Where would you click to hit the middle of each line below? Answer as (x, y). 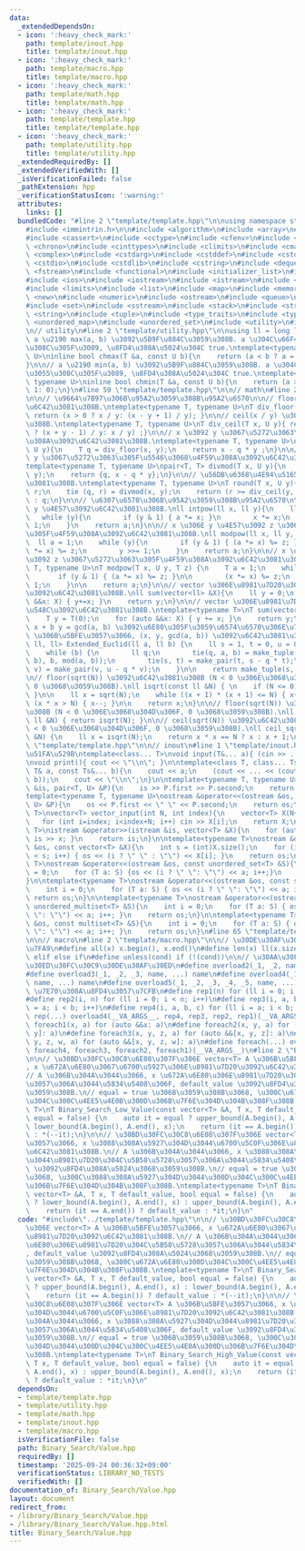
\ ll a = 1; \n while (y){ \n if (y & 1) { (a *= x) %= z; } (162, 542)
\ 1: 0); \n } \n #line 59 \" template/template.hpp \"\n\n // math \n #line (158, 390)
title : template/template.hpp (83, 128)
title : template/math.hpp (75, 102)
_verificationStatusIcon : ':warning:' (91, 196)
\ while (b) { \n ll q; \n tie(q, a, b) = (138, 653)
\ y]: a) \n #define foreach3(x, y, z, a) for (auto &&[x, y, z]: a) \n (160, 1033)
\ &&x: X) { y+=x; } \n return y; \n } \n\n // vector (128, 602)
